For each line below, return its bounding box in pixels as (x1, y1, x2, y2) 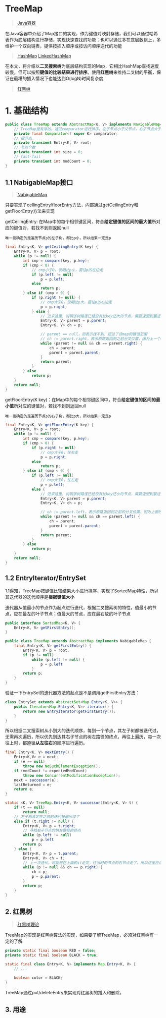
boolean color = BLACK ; (14, 975, 63, 980)
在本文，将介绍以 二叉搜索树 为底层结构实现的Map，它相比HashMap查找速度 (5, 63, 160, 69)
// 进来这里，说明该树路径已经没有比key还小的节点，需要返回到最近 (40, 491, 161, 496)
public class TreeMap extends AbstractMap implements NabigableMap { (5, 639, 152, 644)
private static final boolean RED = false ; (5, 948, 96, 953)
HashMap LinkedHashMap (17, 53, 72, 58)
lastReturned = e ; (14, 782, 52, 787)
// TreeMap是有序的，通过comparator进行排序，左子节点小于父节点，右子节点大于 (14, 126, 162, 131)
